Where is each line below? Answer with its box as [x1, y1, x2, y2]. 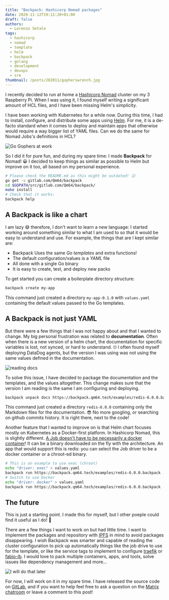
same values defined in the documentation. [5, 355, 95, 361]
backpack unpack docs [5, 395, 51, 400]
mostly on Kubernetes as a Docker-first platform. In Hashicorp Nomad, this [5, 430, 160, 436]
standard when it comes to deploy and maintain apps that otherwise [17, 122, 158, 128]
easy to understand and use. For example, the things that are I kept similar [5, 235, 159, 241]
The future [5, 498, 39, 507]
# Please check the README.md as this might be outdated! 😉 [5, 173, 136, 178]
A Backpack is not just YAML [5, 314, 97, 323]
